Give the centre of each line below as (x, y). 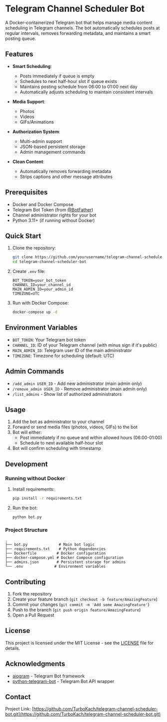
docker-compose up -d (35, 312)
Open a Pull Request (33, 615)
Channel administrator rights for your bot (54, 215)
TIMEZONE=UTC (26, 294)
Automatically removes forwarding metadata (65, 171)
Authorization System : (36, 131)
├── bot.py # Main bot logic (50, 545)
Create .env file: (29, 271)
